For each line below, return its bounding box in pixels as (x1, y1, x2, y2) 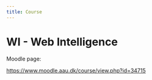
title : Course (6, 8, 43, 15)
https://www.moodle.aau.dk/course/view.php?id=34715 (6, 67, 147, 74)
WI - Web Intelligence (6, 35, 118, 48)
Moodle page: (6, 55, 42, 62)
